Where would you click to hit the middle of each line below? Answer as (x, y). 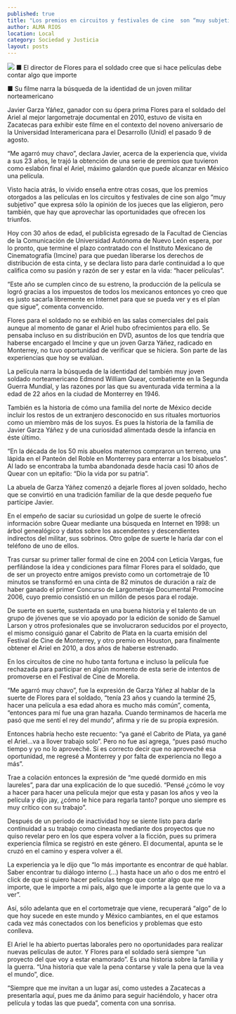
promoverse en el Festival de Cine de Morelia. (74, 676)
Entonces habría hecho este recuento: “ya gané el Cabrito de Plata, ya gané (117, 734)
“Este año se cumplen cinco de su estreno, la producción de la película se (114, 284)
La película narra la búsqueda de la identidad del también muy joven (106, 371)
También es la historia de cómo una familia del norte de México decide (110, 407)
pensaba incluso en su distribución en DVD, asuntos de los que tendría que (116, 335)
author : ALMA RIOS (34, 27)
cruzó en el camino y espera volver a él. (65, 851)
